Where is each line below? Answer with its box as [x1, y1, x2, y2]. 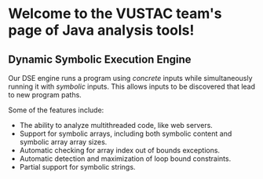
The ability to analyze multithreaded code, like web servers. [19, 121, 214, 130]
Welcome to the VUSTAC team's [8, 5, 222, 23]
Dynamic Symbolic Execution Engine [8, 53, 192, 66]
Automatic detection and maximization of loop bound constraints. [19, 154, 232, 163]
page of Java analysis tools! [8, 21, 195, 39]
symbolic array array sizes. [19, 137, 108, 146]
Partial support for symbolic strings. [19, 163, 136, 171]
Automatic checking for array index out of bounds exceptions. [19, 146, 221, 155]
